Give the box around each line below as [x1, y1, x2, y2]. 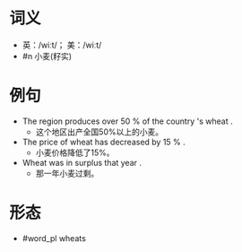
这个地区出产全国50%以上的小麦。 [35, 126, 164, 137]
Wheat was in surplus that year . [22, 157, 142, 168]
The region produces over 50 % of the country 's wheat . [22, 116, 233, 126]
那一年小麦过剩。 [35, 168, 99, 178]
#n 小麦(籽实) [22, 50, 73, 61]
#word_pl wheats [22, 232, 87, 243]
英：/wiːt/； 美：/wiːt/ [22, 39, 102, 50]
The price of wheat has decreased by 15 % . [22, 136, 186, 147]
